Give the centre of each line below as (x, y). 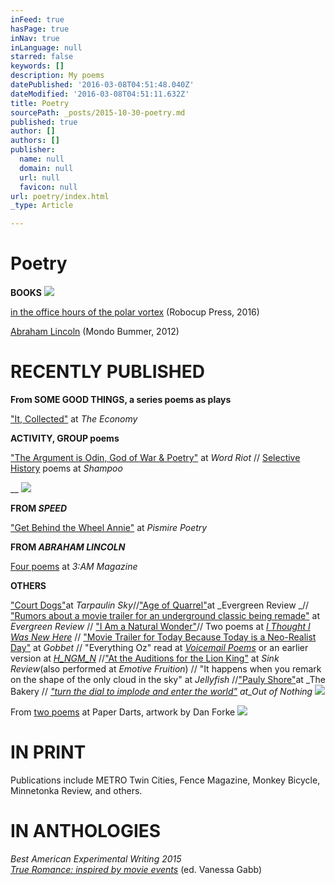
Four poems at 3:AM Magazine (74, 566)
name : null (42, 159)
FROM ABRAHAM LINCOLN (68, 547)
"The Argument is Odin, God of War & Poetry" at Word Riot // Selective (155, 457)
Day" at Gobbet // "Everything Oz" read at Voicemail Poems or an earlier (159, 647)
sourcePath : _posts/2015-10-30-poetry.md (98, 112)
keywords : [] (37, 66)
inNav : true (35, 38)
